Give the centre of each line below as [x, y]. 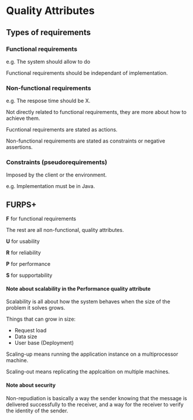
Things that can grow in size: [41, 319]
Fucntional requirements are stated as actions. [62, 130]
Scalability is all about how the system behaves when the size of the [88, 301]
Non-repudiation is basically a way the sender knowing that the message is [96, 398]
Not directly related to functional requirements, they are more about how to [96, 112]
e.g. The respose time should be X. [48, 101]
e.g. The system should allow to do [48, 61]
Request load [30, 331]
